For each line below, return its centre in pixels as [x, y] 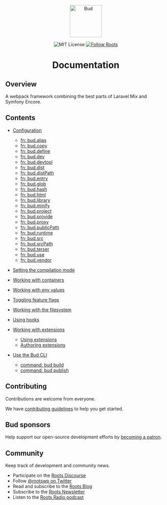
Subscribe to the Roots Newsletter [49, 492]
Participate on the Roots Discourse [49, 476]
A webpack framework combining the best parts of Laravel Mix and [76, 96]
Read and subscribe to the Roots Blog [52, 487]
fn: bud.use [32, 254]
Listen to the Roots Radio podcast [48, 497]
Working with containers [38, 280]
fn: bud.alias [33, 140]
